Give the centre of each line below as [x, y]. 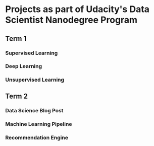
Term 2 [16, 96]
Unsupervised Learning [35, 80]
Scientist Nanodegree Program [71, 20]
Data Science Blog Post [34, 110]
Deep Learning [24, 66]
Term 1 [16, 39]
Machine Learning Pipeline [39, 124]
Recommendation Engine [37, 137]
